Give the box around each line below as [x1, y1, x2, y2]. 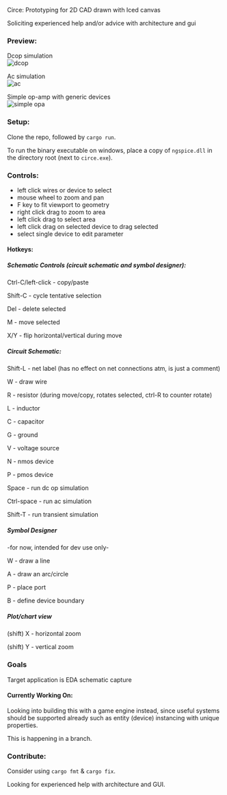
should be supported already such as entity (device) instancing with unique [7, 713, 220, 722]
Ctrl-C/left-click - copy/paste [7, 278, 89, 286]
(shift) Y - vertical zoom [7, 643, 74, 651]
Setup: [7, 117, 30, 127]
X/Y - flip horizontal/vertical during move [7, 332, 122, 340]
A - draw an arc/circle [7, 570, 69, 578]
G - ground [7, 431, 38, 439]
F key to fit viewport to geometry [16, 200, 109, 208]
